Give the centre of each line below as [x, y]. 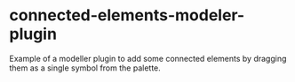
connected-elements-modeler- [127, 15]
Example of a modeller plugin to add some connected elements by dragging [148, 58]
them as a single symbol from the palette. [85, 68]
